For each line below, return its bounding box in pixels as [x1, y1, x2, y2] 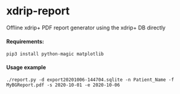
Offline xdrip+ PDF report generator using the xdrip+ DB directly [6, 24, 166, 31]
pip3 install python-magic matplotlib [6, 51, 104, 57]
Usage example [6, 63, 47, 71]
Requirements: [6, 38, 44, 45]
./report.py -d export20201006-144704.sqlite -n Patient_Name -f [6, 77, 174, 83]
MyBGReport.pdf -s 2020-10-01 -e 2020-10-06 [6, 82, 120, 88]
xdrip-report [6, 4, 70, 18]
